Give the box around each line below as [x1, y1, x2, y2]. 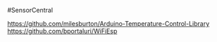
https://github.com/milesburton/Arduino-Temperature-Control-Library [7, 20, 210, 27]
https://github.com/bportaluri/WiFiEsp [7, 27, 118, 35]
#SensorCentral [7, 6, 54, 14]
